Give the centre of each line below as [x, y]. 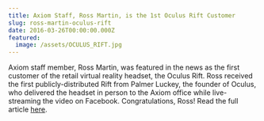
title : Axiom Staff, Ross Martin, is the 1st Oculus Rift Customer [122, 15]
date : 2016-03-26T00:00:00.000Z [61, 30]
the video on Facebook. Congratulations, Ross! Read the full [140, 101]
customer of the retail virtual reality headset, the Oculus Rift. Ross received [131, 76]
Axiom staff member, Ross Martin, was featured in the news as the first [124, 67]
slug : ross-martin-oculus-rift [60, 23]
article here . [28, 110]
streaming [25, 101]
